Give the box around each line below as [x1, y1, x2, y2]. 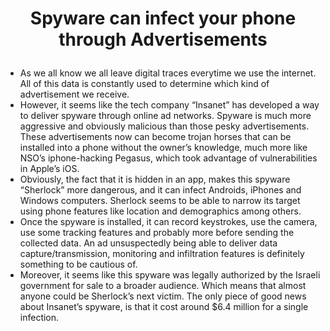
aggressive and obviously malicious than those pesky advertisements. [19, 120, 310, 132]
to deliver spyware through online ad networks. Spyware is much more [19, 110, 312, 122]
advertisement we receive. [19, 88, 130, 101]
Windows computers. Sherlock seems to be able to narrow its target [19, 195, 301, 207]
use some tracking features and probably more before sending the [19, 227, 295, 239]
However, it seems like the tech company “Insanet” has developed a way [19, 99, 320, 111]
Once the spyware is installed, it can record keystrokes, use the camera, [19, 216, 318, 228]
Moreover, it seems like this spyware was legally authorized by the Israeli [19, 269, 321, 281]
